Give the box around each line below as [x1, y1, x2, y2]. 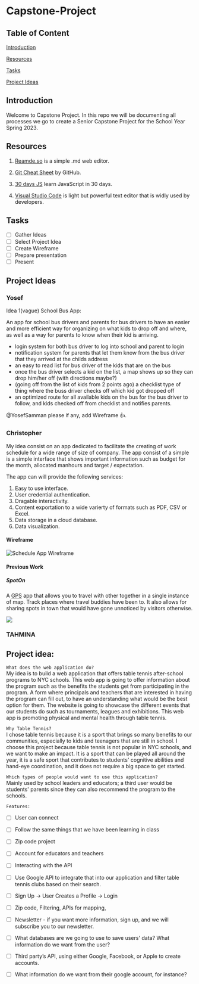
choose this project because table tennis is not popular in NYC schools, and [6, 744, 192, 751]
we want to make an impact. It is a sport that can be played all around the [6, 750, 185, 758]
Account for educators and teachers [14, 850, 104, 857]
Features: [6, 803, 31, 810]
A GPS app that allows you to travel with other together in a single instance [6, 592, 189, 599]
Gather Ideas [14, 231, 47, 238]
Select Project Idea [14, 238, 61, 245]
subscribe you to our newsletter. [14, 923, 94, 930]
